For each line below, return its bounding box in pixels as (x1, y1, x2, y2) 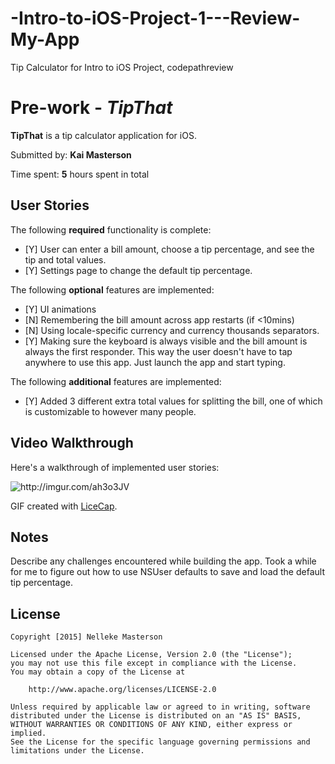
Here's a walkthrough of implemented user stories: (10, 461, 220, 473)
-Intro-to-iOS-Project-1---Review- (10, 7, 301, 30)
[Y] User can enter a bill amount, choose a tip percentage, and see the (24, 243, 315, 255)
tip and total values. (24, 253, 107, 266)
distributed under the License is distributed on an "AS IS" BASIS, (10, 711, 302, 721)
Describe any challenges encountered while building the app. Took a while (10, 555, 317, 567)
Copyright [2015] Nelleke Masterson (10, 632, 163, 642)
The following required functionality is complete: (10, 223, 212, 236)
